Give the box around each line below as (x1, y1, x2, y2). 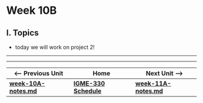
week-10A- (9, 80, 45, 87)
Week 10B (6, 4, 57, 17)
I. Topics (6, 28, 39, 38)
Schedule (73, 87, 101, 95)
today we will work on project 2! (14, 43, 95, 51)
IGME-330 (73, 80, 105, 87)
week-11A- (135, 80, 172, 87)
